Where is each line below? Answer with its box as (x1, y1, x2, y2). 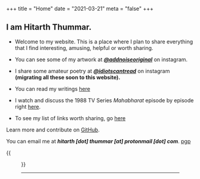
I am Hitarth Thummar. (6, 22, 92, 32)
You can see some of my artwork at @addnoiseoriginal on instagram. (14, 56, 188, 63)
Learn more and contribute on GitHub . (6, 126, 100, 133)
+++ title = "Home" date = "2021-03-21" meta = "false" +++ (6, 5, 154, 12)
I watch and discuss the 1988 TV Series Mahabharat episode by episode (14, 96, 194, 103)
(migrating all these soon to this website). (14, 74, 121, 81)
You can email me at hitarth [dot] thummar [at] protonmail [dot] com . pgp (6, 137, 191, 145)
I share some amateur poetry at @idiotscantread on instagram (14, 67, 170, 74)
